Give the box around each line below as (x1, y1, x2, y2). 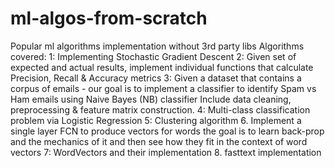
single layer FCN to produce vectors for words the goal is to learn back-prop (10, 125, 325, 137)
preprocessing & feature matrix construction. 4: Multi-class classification (10, 103, 311, 116)
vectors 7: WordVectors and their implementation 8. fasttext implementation (10, 146, 322, 158)
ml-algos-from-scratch (10, 7, 208, 30)
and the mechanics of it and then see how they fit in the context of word (10, 135, 308, 147)
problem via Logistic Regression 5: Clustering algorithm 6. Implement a (10, 114, 302, 126)
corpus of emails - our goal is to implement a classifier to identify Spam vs (10, 82, 317, 94)
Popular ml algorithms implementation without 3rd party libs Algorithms (10, 40, 305, 52)
